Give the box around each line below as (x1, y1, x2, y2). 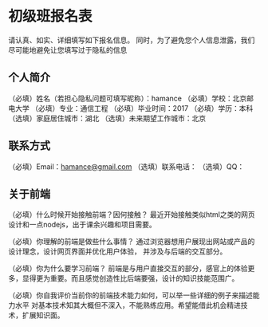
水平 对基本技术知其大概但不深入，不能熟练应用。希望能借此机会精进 (14, 301, 241, 310)
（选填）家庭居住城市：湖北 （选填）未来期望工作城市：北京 (8, 113, 206, 123)
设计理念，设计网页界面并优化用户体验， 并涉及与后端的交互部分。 (8, 246, 227, 256)
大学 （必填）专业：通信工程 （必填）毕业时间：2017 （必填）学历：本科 (14, 103, 254, 112)
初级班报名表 (8, 7, 93, 26)
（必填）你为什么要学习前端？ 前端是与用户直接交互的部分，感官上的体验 (8, 264, 248, 274)
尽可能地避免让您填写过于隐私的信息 (8, 45, 128, 54)
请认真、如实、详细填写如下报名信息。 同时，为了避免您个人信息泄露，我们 (8, 35, 255, 45)
